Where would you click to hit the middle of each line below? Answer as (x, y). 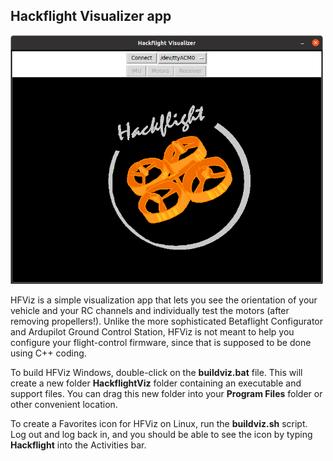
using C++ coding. (48, 353)
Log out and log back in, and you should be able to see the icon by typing (161, 435)
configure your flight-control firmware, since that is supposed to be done (161, 343)
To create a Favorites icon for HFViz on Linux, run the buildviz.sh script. (159, 424)
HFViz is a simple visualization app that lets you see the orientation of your (164, 300)
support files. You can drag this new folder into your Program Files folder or (166, 394)
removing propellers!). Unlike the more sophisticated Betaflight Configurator (167, 321)
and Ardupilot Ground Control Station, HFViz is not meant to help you (152, 332)
